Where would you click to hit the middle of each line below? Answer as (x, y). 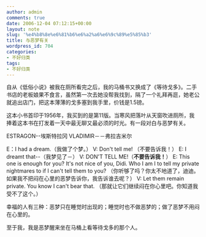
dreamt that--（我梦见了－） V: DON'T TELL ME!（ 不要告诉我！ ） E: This (98, 157)
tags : (13, 63)
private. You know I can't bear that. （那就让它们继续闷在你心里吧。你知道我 (102, 186)
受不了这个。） (24, 194)
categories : (21, 52)
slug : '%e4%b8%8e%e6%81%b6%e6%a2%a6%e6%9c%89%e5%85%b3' (79, 35)
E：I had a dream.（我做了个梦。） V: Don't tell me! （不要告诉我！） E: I (97, 149)
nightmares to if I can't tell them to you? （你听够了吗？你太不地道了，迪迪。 (103, 171)
